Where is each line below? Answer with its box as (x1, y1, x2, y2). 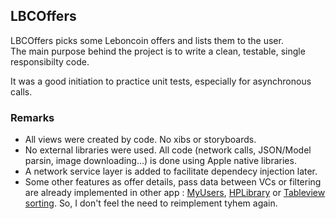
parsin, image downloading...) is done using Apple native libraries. (24, 155, 297, 167)
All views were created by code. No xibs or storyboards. (24, 134, 257, 146)
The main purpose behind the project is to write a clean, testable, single (10, 45, 306, 57)
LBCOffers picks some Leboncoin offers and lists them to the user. (10, 34, 284, 46)
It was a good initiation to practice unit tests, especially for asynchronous (10, 75, 312, 87)
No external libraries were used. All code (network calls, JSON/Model (24, 144, 312, 156)
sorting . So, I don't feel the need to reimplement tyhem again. (24, 197, 278, 209)
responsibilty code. (10, 55, 90, 68)
